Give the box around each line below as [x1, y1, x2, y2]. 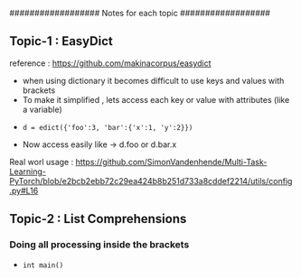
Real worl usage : [9, 156, 74, 167]
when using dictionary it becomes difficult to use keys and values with [22, 75, 285, 86]
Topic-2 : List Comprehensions [9, 211, 187, 227]
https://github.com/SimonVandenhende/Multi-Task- [75, 156, 268, 167]
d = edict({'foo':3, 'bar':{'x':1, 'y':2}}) [22, 123, 193, 132]
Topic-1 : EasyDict [9, 33, 113, 49]
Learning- [9, 166, 47, 177]
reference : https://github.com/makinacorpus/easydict [9, 58, 212, 69]
